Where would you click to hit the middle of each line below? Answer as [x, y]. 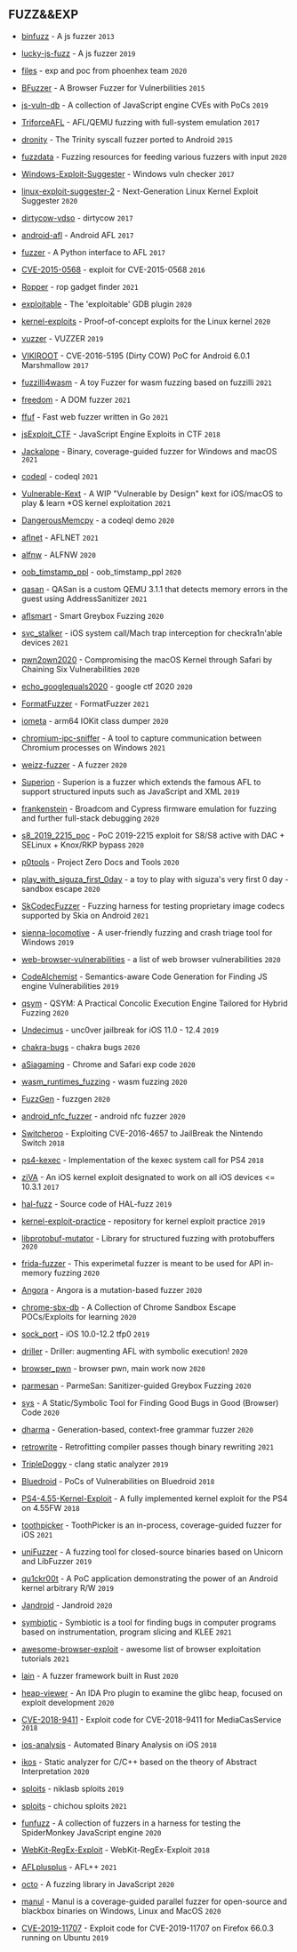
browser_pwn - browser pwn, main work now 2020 [113, 1368]
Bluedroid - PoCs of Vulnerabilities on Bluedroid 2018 [118, 1481]
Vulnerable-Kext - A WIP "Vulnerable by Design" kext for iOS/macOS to [152, 494]
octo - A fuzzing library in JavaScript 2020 [98, 1884]
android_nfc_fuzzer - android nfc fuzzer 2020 [103, 1116]
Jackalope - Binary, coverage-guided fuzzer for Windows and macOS [149, 451]
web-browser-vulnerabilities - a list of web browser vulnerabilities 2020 [151, 959]
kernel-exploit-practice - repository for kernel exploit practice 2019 [143, 1221]
